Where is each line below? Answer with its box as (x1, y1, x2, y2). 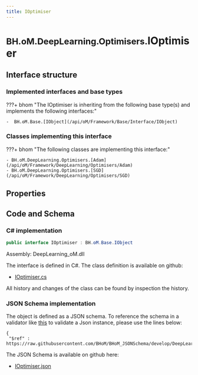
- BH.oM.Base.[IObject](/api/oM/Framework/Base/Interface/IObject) (6, 119, 178, 124)
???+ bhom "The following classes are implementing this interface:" (6, 146, 170, 153)
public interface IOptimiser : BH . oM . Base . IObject (6, 239, 133, 245)
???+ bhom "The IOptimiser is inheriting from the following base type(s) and (6, 101, 190, 108)
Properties (6, 189, 46, 199)
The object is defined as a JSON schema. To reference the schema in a (6, 313, 179, 320)
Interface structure (6, 70, 78, 80)
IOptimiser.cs (14, 273, 47, 280)
